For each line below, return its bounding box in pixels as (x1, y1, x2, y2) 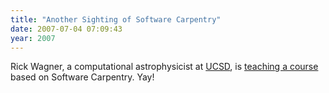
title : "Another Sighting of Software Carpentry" (10, 14, 222, 25)
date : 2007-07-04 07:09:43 (10, 24, 123, 34)
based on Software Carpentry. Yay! (10, 71, 155, 83)
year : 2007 (10, 33, 56, 43)
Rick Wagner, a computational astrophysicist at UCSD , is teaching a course (10, 61, 319, 73)
